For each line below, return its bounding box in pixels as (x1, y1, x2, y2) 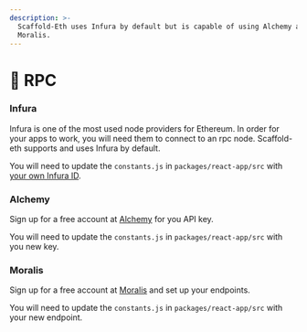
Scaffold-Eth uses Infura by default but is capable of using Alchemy (17, 22, 292, 31)
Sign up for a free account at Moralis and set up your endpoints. (9, 284, 251, 295)
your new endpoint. (9, 312, 83, 323)
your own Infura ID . (9, 170, 82, 181)
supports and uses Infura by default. (23, 143, 161, 154)
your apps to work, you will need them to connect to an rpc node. (9, 133, 256, 144)
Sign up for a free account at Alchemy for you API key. (9, 214, 215, 225)
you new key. (9, 241, 59, 252)
